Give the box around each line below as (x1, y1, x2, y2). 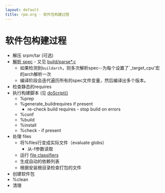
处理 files (12, 133, 31, 139)
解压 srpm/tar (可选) (12, 52, 54, 58)
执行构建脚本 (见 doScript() (12, 90, 68, 96)
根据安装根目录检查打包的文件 (19, 164, 81, 170)
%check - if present (19, 127, 61, 133)
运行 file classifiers (19, 152, 59, 158)
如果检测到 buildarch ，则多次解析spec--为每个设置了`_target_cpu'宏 (19, 65, 160, 71)
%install (19, 122, 36, 128)
